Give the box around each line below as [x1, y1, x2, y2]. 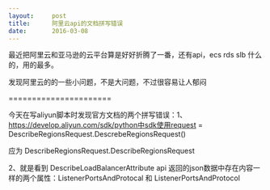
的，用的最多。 [8, 60, 58, 70]
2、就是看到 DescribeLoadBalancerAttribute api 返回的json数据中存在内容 [8, 163, 253, 173]
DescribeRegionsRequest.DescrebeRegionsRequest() [8, 129, 186, 139]
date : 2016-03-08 [8, 27, 89, 35]
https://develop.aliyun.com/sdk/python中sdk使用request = [8, 120, 204, 130]
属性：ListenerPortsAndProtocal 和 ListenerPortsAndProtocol [36, 173, 241, 183]
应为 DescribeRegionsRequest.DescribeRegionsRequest [8, 146, 196, 156]
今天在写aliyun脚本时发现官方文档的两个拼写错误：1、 [8, 110, 188, 120]
